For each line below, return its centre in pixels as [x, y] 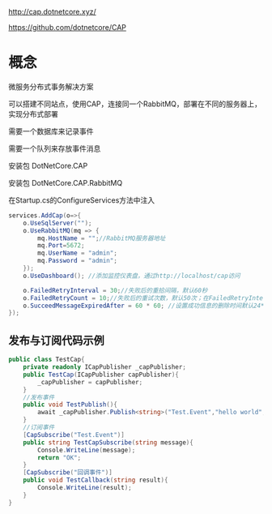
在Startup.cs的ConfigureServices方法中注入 [82, 200]
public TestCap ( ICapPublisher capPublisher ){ [101, 375]
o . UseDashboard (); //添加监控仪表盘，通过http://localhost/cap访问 [132, 276]
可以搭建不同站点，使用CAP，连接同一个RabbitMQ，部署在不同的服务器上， [135, 104]
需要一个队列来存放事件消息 [55, 148]
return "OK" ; [59, 457]
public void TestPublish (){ [70, 405]
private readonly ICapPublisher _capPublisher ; [104, 367]
